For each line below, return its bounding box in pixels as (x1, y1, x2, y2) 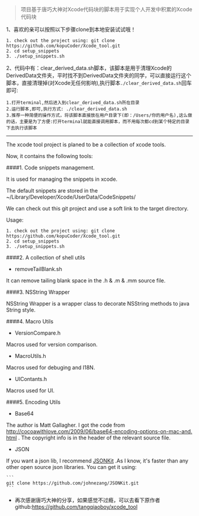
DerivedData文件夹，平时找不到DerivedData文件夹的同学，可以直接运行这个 (6, 72, 191, 79)
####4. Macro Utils (6, 318, 54, 325)
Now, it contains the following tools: (6, 153, 93, 159)
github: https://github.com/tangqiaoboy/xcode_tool (14, 504, 138, 510)
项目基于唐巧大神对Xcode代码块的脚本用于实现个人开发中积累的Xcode (20, 6, 192, 12)
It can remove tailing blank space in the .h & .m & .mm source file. (6, 277, 166, 284)
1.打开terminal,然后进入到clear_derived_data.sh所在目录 (6, 100, 140, 106)
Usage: (6, 216, 24, 224)
